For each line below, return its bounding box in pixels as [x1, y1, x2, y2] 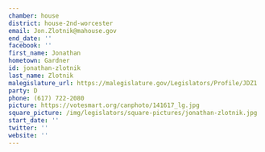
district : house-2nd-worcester [8, 19, 114, 27]
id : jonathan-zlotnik [8, 64, 81, 72]
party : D [8, 86, 38, 95]
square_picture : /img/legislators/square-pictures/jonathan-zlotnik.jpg [8, 109, 258, 117]
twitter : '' [8, 124, 48, 132]
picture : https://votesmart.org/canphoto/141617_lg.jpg [8, 101, 200, 109]
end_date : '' [8, 34, 52, 43]
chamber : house [8, 11, 60, 20]
